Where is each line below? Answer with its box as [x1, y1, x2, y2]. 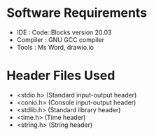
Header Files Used [6, 68, 115, 83]
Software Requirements [6, 5, 148, 21]
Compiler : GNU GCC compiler [16, 35, 105, 43]
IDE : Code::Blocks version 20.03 [16, 28, 112, 36]
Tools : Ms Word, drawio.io [16, 43, 94, 51]
